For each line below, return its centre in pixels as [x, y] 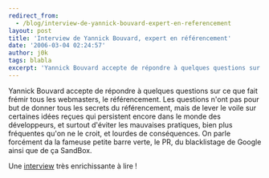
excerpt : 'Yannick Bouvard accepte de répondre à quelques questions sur [134, 68]
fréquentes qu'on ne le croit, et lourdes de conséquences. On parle [120, 133]
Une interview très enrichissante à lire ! [73, 166]
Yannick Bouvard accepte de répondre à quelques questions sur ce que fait [133, 91]
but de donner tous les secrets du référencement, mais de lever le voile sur [132, 107]
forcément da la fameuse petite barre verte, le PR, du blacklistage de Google [135, 142]
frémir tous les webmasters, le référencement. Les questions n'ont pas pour [134, 99]
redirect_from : [34, 16]
